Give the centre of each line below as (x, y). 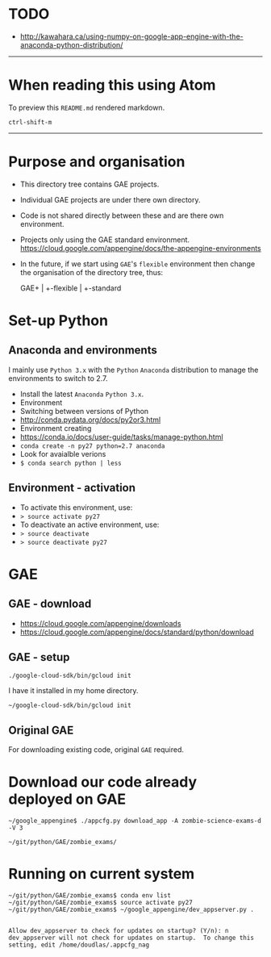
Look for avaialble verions (63, 453)
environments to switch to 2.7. (58, 378)
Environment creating (56, 428)
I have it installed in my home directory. (73, 691)
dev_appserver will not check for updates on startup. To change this (131, 938)
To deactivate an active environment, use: (90, 524)
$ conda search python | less (71, 463)
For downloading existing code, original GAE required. (96, 750)
